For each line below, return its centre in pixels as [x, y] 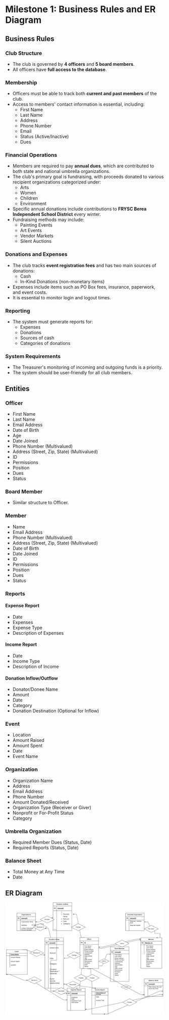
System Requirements [33, 356]
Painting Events [36, 225]
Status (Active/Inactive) [44, 137]
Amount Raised [28, 740]
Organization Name [33, 780]
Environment [33, 204]
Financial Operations [31, 155]
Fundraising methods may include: [48, 220]
